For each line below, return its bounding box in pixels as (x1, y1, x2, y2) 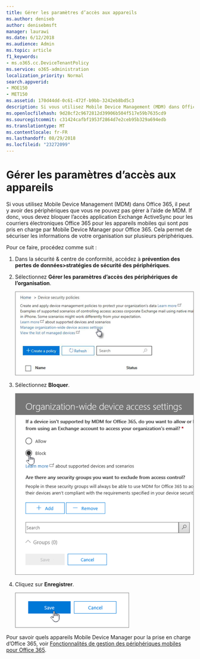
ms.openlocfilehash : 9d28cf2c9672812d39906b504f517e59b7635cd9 (6, 110, 167, 116)
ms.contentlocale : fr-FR (6, 129, 68, 135)
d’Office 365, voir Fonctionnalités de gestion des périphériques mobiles (6, 640, 182, 647)
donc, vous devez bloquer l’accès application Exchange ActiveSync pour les (6, 213, 193, 220)
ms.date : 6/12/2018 (6, 35, 55, 41)
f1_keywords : (6, 54, 39, 60)
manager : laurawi (6, 29, 49, 35)
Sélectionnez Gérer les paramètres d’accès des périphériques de (14, 273, 178, 280)
